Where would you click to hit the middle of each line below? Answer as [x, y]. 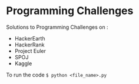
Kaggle [23, 63]
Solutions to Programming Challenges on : [57, 27]
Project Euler [30, 51]
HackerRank [29, 45]
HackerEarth [30, 38]
